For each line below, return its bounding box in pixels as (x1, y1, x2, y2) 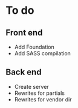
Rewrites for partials (14, 89, 65, 97)
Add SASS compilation (14, 50, 71, 57)
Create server (14, 83, 49, 90)
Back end (5, 67, 42, 77)
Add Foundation (14, 43, 55, 50)
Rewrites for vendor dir (14, 95, 72, 103)
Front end (5, 28, 43, 38)
